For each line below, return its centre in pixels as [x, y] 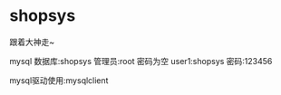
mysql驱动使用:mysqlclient [59, 80]
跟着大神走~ [32, 42]
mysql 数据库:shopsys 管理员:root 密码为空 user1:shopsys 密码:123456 [141, 61]
